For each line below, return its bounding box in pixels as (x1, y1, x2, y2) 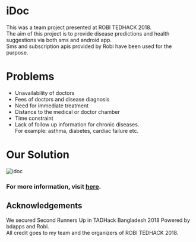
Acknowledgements (6, 200, 83, 211)
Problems (6, 70, 55, 84)
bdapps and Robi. (6, 222, 49, 230)
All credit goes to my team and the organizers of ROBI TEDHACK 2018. (6, 229, 179, 236)
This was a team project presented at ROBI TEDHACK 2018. (6, 24, 152, 31)
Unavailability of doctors (14, 89, 75, 96)
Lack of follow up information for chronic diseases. (14, 120, 140, 128)
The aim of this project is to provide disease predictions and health (6, 30, 170, 37)
